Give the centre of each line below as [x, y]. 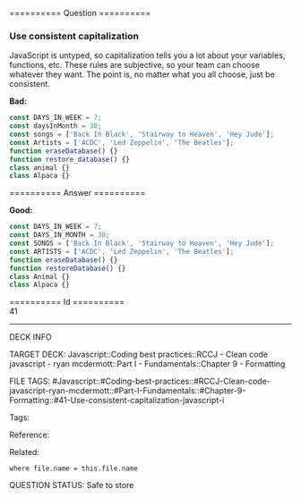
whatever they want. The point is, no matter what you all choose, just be [142, 74]
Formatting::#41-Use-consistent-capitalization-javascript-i [117, 401]
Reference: [30, 435]
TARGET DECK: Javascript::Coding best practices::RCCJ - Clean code [139, 355]
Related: [25, 452]
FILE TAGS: [30, 381]
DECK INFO [30, 337]
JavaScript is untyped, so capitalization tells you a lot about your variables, [147, 55]
